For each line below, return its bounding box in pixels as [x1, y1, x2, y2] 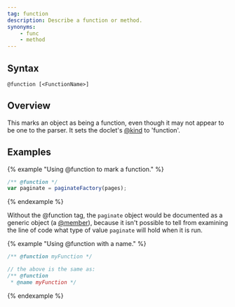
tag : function [7, 10, 49, 18]
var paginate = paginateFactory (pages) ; [7, 185, 128, 192]
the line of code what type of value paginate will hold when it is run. [7, 226, 203, 235]
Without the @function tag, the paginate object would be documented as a [7, 211, 223, 219]
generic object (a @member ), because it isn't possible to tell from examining [7, 219, 228, 227]
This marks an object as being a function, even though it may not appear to [7, 118, 224, 127]
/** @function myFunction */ [7, 253, 93, 260]
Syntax [7, 62, 39, 74]
